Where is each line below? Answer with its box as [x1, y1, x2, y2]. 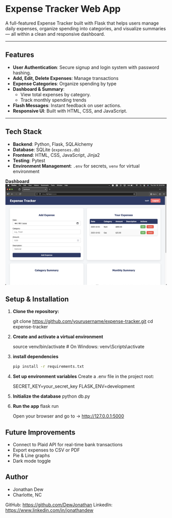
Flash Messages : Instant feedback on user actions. [12, 102, 122, 108]
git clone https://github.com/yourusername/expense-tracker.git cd [12, 318, 154, 324]
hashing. [12, 70, 31, 76]
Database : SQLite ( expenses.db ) [12, 147, 80, 153]
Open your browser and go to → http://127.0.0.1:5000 [12, 413, 124, 419]
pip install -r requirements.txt [12, 364, 84, 369]
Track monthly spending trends [20, 97, 87, 103]
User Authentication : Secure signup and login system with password [12, 64, 160, 70]
